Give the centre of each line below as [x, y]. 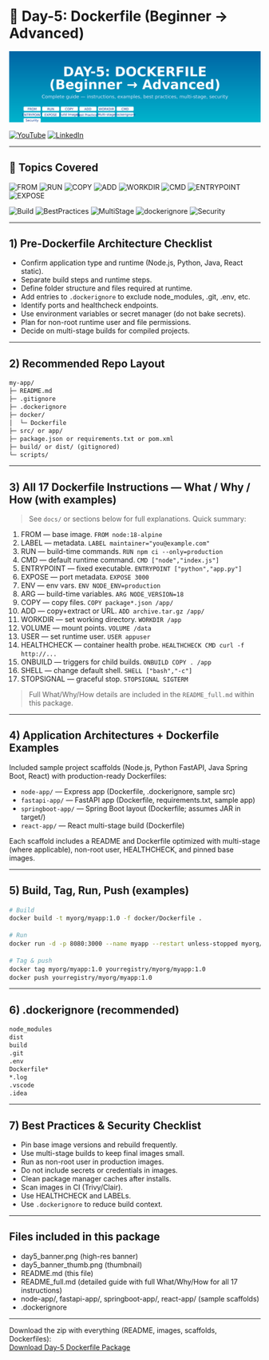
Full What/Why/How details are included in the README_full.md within [141, 694]
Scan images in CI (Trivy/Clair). [71, 1187]
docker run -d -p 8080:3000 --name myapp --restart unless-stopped [124, 944]
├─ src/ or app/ [36, 431]
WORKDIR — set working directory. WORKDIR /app [101, 619]
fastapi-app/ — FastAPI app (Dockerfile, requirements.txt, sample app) [138, 800]
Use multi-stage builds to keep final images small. [103, 1153]
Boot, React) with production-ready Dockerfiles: [88, 776]
